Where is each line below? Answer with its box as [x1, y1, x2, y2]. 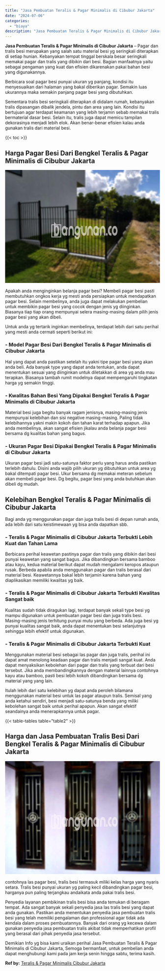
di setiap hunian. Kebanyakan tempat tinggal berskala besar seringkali [5, 53, 147, 59]
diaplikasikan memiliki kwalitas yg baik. [5, 578, 84, 583]
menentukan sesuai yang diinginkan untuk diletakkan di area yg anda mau [5, 369, 155, 375]
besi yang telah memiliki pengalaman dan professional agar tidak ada [5, 915, 145, 921]
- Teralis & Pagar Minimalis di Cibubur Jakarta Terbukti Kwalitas [5, 590, 160, 597]
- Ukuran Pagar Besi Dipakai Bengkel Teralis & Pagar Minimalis [5, 442, 157, 449]
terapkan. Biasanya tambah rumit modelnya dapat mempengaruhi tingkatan [5, 374, 158, 380]
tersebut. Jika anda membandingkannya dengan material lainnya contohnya [5, 667, 159, 673]
